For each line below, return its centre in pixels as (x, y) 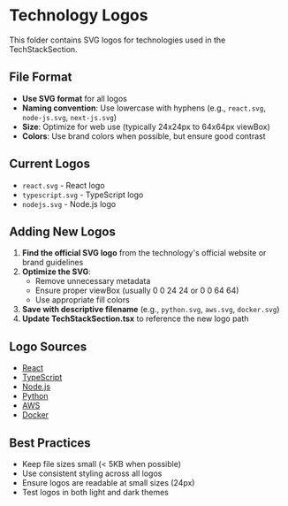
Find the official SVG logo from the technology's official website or (144, 253)
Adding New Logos (63, 231)
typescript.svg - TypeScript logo (83, 195)
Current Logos (50, 164)
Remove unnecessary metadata (93, 281)
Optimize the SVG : (56, 272)
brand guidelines (53, 263)
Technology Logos (79, 15)
